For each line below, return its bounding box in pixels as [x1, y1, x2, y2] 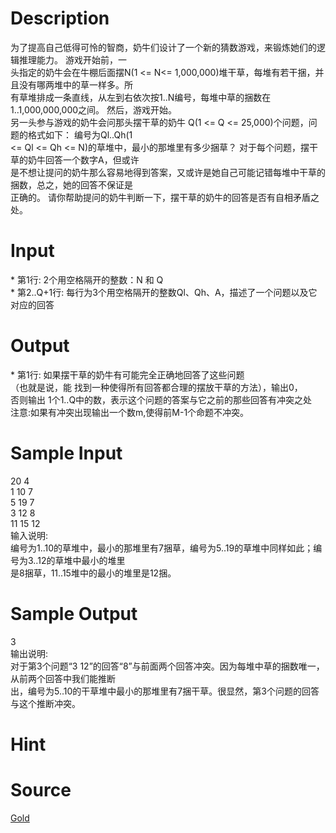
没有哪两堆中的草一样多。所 [18, 78, 133, 91]
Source [10, 779, 72, 802]
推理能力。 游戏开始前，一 [18, 53, 127, 66]
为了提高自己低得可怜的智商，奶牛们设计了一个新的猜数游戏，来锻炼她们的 [10, 41, 317, 53]
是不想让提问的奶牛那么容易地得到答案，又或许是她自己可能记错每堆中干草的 [10, 166, 326, 178]
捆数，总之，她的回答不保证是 [10, 178, 133, 191]
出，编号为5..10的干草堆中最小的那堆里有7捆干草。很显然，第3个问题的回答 [10, 685, 320, 697]
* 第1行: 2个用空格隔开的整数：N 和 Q [10, 273, 164, 286]
